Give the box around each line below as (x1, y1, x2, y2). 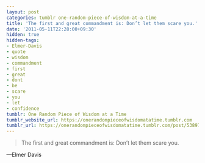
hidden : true (6, 32, 40, 38)
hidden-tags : (6, 37, 40, 43)
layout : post (6, 9, 40, 15)
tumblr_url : (6, 123, 37, 129)
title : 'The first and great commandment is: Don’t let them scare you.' (6, 20, 198, 26)
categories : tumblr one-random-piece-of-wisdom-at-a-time (6, 15, 157, 21)
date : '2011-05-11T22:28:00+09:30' (6, 26, 97, 32)
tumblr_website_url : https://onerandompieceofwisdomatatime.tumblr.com (6, 117, 192, 123)
